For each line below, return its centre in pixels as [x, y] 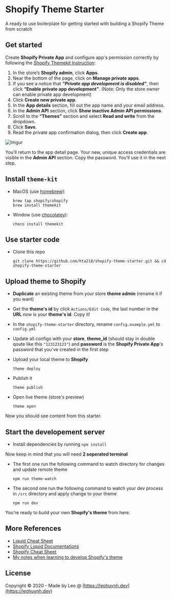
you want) [23, 299]
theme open [24, 406]
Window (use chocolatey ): [40, 214]
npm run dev [25, 503]
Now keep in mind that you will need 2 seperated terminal [67, 454]
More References [33, 529]
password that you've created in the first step [60, 350]
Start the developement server [55, 432]
